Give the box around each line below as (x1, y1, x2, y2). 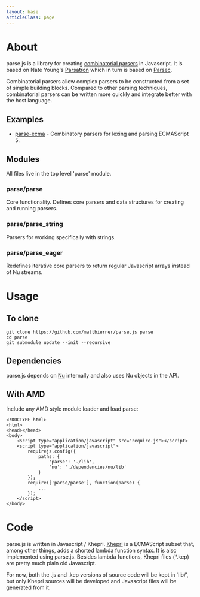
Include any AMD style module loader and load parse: (6, 405, 139, 412)
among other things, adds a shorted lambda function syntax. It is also (6, 547, 177, 554)
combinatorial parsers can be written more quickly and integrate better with (6, 91, 192, 98)
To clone (6, 313, 39, 324)
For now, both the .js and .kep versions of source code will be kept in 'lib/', (6, 571, 189, 578)
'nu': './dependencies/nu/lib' (48, 464, 127, 470)
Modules (6, 154, 40, 164)
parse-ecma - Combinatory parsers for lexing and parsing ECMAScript (14, 130, 189, 138)
